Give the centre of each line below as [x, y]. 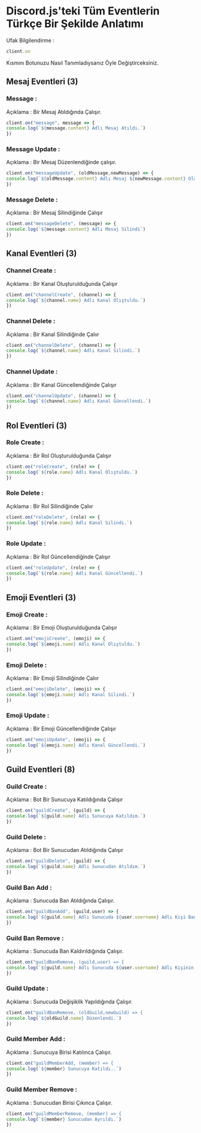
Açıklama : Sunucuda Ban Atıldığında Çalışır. [60, 901]
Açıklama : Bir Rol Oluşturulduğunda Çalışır [59, 455]
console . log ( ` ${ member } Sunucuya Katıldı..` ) [64, 1069]
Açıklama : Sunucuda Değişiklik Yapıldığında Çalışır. [69, 1001]
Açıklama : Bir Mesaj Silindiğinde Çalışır [55, 213]
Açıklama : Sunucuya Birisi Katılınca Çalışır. [59, 1052]
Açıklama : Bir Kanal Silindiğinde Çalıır [53, 334]
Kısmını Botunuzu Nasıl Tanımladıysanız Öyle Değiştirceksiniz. [83, 63]
